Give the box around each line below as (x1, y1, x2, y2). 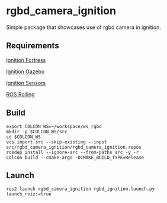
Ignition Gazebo (6, 68, 45, 75)
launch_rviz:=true (6, 191, 52, 197)
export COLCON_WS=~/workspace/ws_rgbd (6, 123, 102, 129)
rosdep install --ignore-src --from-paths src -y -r (6, 149, 139, 155)
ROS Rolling (6, 90, 35, 98)
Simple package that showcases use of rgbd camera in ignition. (6, 24, 162, 31)
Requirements (6, 41, 59, 51)
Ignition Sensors (6, 79, 46, 86)
